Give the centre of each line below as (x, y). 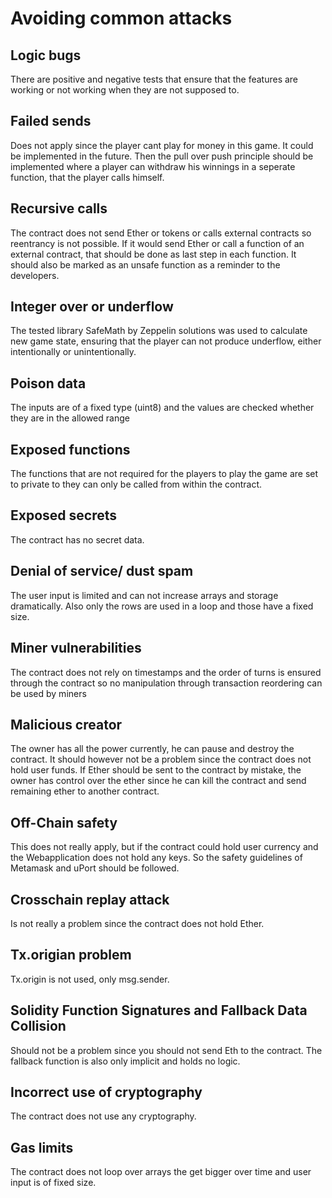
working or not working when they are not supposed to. (125, 90)
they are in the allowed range (70, 418)
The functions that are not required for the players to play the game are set (164, 474)
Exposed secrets (64, 515)
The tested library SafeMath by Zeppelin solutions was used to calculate (159, 331)
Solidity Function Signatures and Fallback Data (159, 1010)
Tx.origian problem (71, 955)
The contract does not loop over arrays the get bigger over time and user (161, 1172)
